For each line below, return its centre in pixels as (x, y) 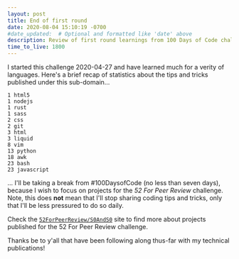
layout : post (27, 14)
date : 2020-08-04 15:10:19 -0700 (57, 27)
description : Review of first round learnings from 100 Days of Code (113, 40)
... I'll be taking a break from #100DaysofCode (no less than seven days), (114, 183)
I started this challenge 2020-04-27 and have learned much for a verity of (116, 67)
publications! (26, 248)
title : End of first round (47, 21)
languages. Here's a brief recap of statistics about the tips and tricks (108, 75)
